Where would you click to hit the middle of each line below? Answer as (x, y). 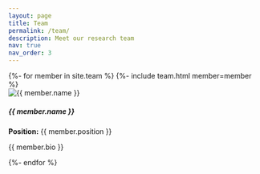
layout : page (30, 16)
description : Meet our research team (71, 38)
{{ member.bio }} (36, 147)
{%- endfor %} (33, 162)
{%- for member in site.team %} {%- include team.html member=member (130, 76)
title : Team (28, 23)
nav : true (25, 46)
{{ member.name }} (41, 111)
